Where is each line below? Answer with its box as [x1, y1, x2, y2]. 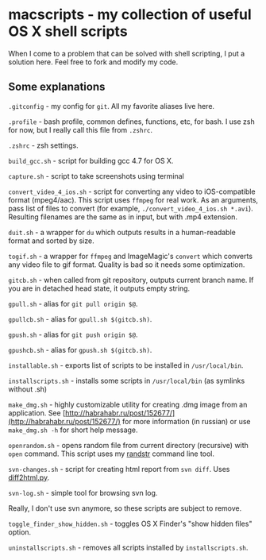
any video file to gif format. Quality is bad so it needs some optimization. [8, 260, 245, 269]
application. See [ [8, 407, 66, 418]
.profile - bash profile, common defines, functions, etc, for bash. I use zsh [8, 117, 256, 126]
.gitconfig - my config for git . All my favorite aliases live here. [8, 101, 215, 110]
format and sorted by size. [8, 236, 94, 245]
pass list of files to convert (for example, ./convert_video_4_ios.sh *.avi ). [8, 203, 254, 213]
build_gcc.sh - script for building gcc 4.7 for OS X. [8, 156, 174, 165]
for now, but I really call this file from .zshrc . [8, 125, 153, 134]
